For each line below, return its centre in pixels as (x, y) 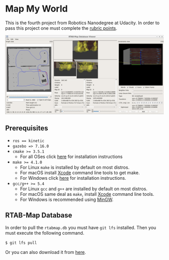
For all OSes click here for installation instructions (71, 157)
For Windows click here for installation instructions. (73, 178)
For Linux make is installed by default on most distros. (75, 167)
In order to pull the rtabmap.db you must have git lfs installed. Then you (81, 227)
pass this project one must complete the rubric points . (61, 28)
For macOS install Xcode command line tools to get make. (80, 173)
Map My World (36, 9)
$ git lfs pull (21, 243)
